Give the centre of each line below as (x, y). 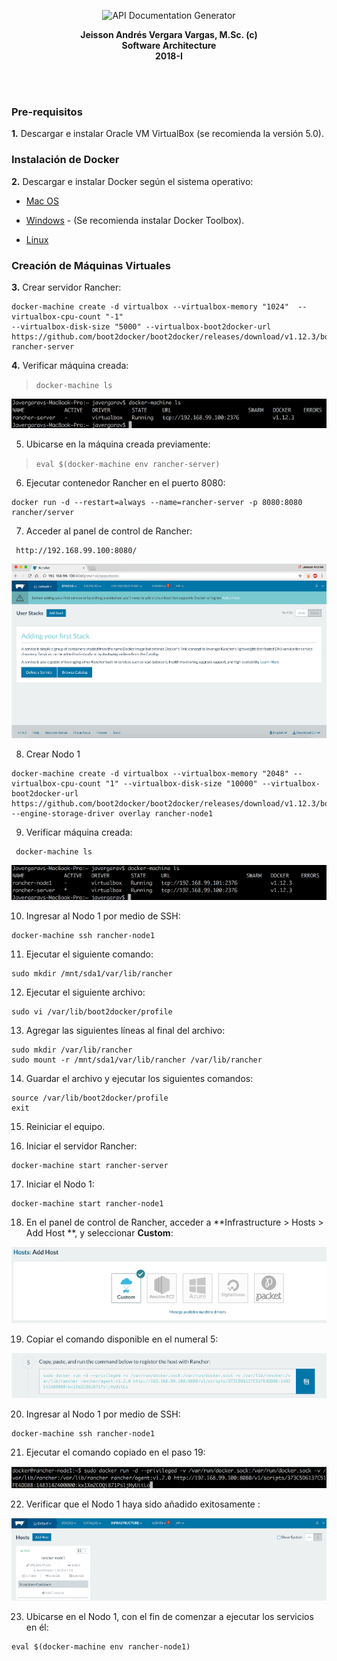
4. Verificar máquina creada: (70, 365)
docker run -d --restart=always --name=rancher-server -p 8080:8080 (157, 502)
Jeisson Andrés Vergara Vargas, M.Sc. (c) (169, 34)
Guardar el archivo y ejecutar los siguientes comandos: (139, 1078)
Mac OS (42, 201)
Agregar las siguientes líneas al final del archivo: (125, 1030)
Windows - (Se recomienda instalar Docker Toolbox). (135, 220)
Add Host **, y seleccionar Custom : (99, 1232)
